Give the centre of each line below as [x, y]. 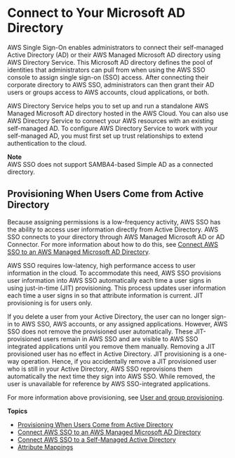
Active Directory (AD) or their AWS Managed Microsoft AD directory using [114, 55]
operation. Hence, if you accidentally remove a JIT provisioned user [119, 361]
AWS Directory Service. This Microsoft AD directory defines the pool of [110, 62]
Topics [18, 411]
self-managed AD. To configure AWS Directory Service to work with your [113, 128]
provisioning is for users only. [50, 303]
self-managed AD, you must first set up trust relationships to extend [105, 136]
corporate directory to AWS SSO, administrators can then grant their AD [111, 84]
